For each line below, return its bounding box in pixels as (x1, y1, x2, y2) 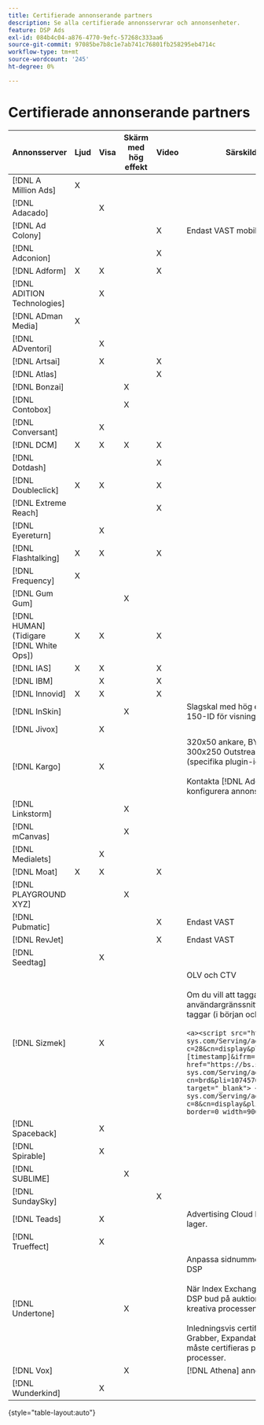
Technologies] (12, 297, 65, 308)
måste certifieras (186, 1342, 249, 1353)
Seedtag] (12, 957, 47, 968)
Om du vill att (186, 989, 236, 1000)
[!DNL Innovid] (12, 688, 67, 699)
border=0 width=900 (186, 1107, 259, 1116)
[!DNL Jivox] (12, 723, 59, 734)
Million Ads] (12, 184, 57, 195)
